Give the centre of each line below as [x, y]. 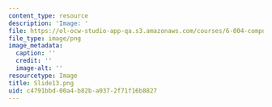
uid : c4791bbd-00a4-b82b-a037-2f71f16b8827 [83, 91]
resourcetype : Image [43, 76]
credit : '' [34, 61]
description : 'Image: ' [49, 23]
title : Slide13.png [41, 83]
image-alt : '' [39, 68]
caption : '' [36, 53]
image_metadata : [36, 46]
